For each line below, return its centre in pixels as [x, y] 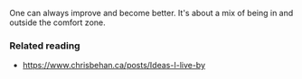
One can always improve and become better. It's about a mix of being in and [151, 13]
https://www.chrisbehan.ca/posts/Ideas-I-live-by [114, 66]
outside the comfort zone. [57, 22]
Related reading [45, 46]
